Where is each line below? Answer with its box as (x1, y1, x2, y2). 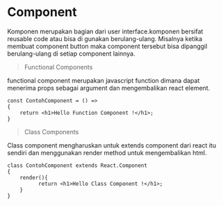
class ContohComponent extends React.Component (7, 161, 148, 169)
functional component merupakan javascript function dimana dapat (7, 76, 200, 84)
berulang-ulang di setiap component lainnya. (7, 49, 135, 58)
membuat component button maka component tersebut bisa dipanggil (7, 42, 208, 50)
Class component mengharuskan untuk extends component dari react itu (7, 141, 217, 150)
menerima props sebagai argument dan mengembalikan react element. (7, 84, 210, 92)
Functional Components (24, 63, 93, 71)
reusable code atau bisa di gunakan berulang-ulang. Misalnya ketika (7, 34, 203, 42)
